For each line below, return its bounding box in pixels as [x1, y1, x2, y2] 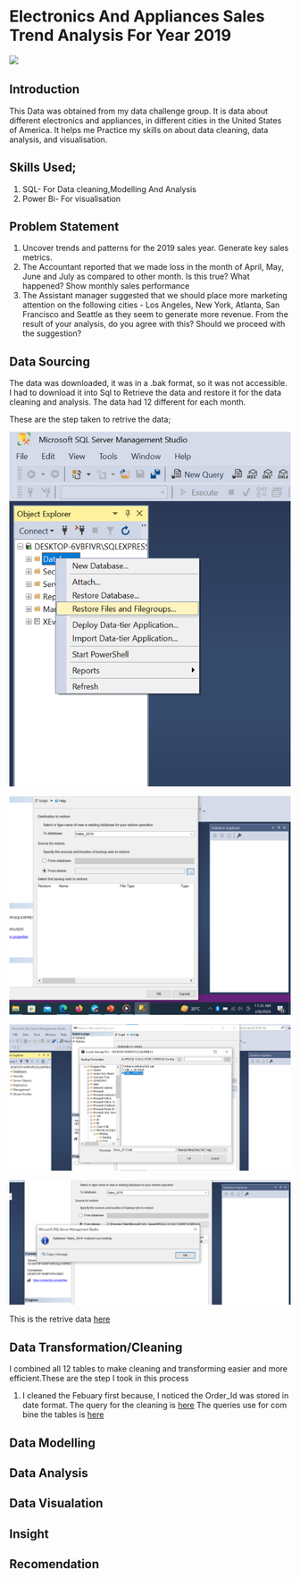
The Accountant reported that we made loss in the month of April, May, [21, 262, 284, 273]
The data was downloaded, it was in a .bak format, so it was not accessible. [9, 378, 287, 389]
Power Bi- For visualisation [21, 193, 121, 204]
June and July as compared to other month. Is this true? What [21, 271, 250, 282]
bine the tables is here [21, 1409, 104, 1420]
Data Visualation [9, 1496, 104, 1511]
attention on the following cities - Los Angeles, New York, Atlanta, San [21, 299, 280, 310]
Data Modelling [9, 1435, 96, 1450]
